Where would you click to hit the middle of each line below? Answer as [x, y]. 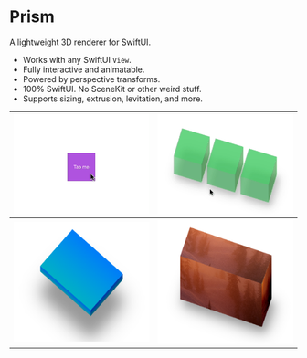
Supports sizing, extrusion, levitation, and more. [113, 99]
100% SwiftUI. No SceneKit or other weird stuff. [112, 89]
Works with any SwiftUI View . [77, 59]
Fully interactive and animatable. [84, 69]
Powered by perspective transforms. [91, 79]
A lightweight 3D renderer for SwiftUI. [80, 42]
